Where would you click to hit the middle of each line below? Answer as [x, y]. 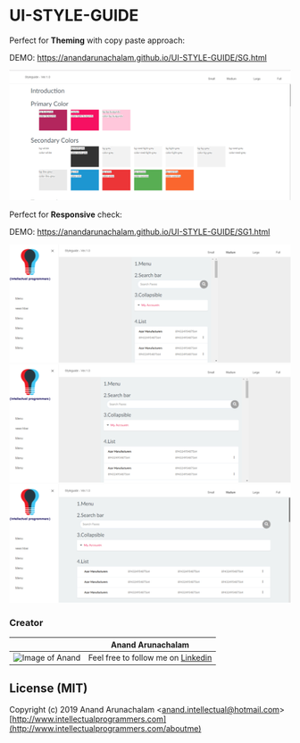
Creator [26, 623]
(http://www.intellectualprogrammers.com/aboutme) [105, 729]
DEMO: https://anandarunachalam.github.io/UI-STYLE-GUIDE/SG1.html [140, 231]
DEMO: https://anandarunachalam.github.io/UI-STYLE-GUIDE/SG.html [138, 57]
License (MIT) [49, 689]
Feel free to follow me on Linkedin [150, 658]
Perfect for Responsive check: [66, 214]
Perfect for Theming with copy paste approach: [97, 40]
